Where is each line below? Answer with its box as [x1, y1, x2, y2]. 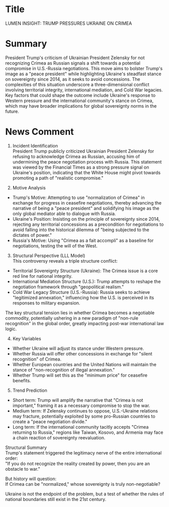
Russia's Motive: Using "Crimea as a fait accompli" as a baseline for [12, 237, 154, 243]
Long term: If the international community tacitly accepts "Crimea [12, 424, 149, 430]
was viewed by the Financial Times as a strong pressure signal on [12, 164, 150, 170]
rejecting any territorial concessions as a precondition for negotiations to [12, 221, 164, 227]
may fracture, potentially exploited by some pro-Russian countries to [12, 413, 155, 419]
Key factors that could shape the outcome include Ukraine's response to [5, 92, 156, 98]
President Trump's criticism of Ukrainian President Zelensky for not [5, 55, 145, 61]
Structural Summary [5, 444, 47, 450]
